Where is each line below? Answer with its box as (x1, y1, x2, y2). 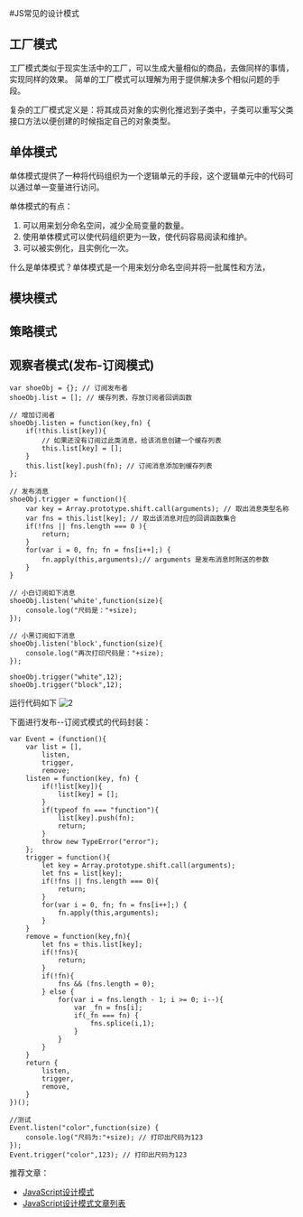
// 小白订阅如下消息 (9, 589, 76, 598)
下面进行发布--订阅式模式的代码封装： (9, 717, 151, 728)
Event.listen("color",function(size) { (9, 1123, 160, 1133)
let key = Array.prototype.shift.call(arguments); (41, 861, 236, 870)
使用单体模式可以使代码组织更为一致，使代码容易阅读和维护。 (22, 231, 252, 242)
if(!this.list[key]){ (25, 427, 106, 436)
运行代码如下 (9, 698, 57, 709)
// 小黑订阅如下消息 (9, 631, 76, 641)
